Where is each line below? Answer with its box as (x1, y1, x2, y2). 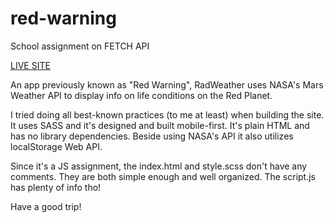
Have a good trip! (10, 200, 82, 212)
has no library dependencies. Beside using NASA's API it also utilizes (10, 130, 294, 142)
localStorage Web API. (10, 140, 103, 152)
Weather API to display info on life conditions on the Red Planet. (10, 89, 273, 101)
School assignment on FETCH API (10, 40, 150, 52)
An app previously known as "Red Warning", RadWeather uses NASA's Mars (10, 78, 324, 91)
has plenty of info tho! (10, 181, 102, 193)
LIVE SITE (10, 59, 51, 71)
